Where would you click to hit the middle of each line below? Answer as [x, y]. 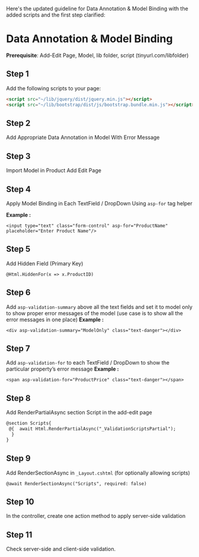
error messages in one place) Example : [55, 319]
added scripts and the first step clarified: [56, 15]
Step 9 [18, 459]
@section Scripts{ [29, 423]
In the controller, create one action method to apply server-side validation [96, 516]
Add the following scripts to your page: [54, 88]
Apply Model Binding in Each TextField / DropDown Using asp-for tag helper [99, 203]
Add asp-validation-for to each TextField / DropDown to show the [88, 363]
